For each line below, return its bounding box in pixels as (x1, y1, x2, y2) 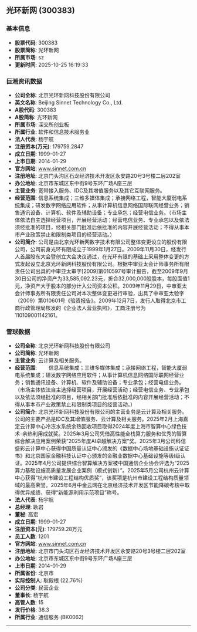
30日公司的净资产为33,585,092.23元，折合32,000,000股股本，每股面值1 (14, 275, 190, 282)
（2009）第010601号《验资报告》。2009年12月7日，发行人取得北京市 (14, 297, 182, 304)
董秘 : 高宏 (14, 511, 39, 518)
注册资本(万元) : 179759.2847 (14, 143, 84, 150)
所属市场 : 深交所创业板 (14, 121, 69, 128)
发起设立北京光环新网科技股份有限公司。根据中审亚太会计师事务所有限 (19, 260, 189, 267)
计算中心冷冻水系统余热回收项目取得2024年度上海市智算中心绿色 (25, 423, 182, 430)
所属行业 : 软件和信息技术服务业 (14, 128, 90, 135)
